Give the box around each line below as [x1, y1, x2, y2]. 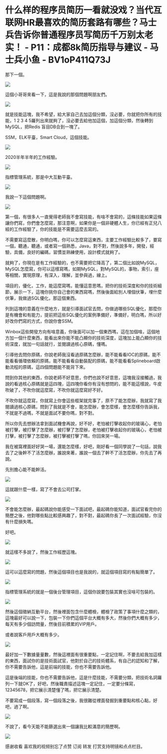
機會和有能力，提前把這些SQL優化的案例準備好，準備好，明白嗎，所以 [13, 311, 158, 318]
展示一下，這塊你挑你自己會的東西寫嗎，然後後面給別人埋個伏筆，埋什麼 [13, 289, 162, 295]
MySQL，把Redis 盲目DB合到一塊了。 [5, 124, 83, 130]
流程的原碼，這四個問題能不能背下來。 [9, 364, 88, 370]
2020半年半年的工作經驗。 [5, 154, 60, 160]
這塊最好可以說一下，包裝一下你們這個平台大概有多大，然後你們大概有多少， [5, 614, 162, 621]
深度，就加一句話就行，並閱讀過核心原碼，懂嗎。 [9, 341, 110, 347]
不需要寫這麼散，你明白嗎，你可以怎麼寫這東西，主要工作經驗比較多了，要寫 [5, 236, 162, 242]
